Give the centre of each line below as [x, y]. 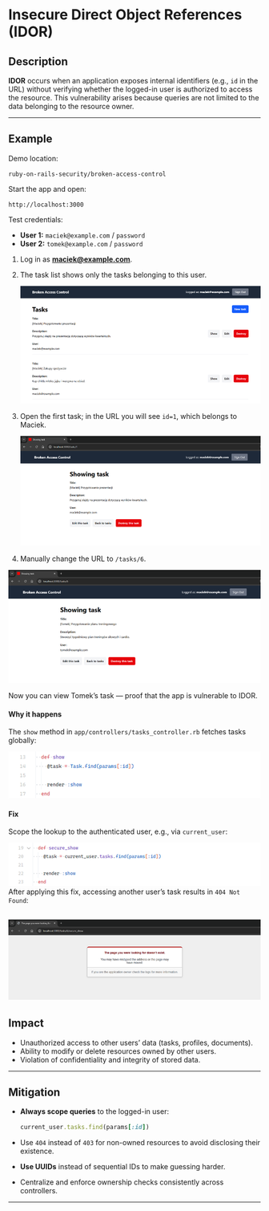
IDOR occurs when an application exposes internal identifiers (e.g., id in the [133, 81]
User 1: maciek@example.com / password [82, 235]
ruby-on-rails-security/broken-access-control [87, 174]
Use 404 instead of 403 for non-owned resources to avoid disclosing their [140, 1143]
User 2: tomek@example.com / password [81, 243]
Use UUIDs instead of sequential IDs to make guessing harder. [122, 1167]
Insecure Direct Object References [125, 15]
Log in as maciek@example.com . [76, 259]
